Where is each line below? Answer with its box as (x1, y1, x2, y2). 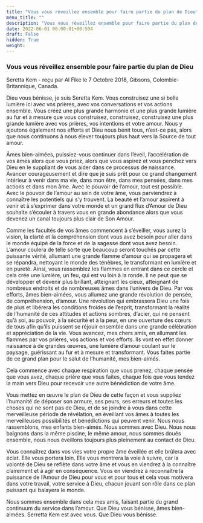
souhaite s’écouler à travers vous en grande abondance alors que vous (6, 209, 183, 216)
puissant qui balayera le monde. (6, 487, 86, 494)
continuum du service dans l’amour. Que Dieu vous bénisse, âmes (6, 505, 170, 512)
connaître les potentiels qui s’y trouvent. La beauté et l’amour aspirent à (6, 196, 184, 203)
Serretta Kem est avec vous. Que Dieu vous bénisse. (27, 511, 158, 518)
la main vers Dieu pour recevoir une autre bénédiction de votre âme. (6, 380, 176, 387)
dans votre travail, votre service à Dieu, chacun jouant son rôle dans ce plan (6, 480, 195, 487)
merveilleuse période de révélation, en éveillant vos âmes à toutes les (6, 411, 179, 418)
